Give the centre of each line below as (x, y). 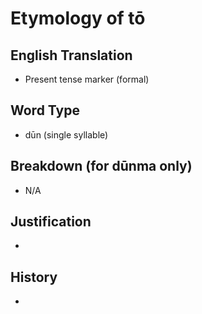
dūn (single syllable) (66, 134)
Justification (51, 222)
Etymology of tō (78, 18)
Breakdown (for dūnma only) (101, 166)
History (34, 277)
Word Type (45, 110)
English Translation (71, 55)
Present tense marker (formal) (87, 79)
